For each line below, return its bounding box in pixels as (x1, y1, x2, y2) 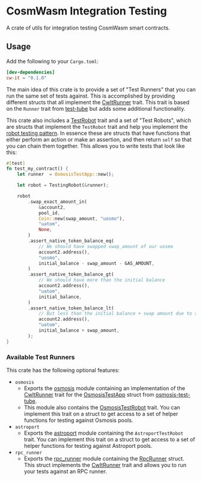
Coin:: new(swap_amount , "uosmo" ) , (38, 216, 125, 222)
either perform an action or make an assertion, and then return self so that (6, 135, 192, 143)
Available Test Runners (6, 353, 75, 361)
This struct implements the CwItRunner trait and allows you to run (23, 461, 186, 468)
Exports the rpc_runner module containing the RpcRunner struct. (23, 455, 185, 462)
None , (38, 227, 52, 233)
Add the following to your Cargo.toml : (6, 57, 99, 64)
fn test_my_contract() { (6, 166, 69, 172)
